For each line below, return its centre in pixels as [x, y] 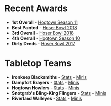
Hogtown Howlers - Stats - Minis [45, 88]
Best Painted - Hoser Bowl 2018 [44, 27]
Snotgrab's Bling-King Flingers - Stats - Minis [59, 93]
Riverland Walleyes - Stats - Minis [47, 98]
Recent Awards [36, 9]
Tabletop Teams [38, 64]
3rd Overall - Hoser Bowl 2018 [43, 33]
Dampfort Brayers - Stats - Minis [45, 82]
